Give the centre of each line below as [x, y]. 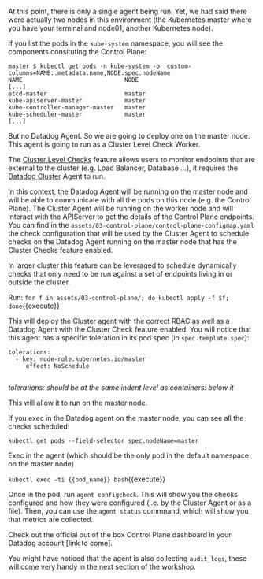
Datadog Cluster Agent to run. [57, 176]
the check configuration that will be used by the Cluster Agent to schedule [129, 233]
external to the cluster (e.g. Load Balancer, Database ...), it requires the [123, 168]
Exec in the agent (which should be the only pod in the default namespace [129, 455]
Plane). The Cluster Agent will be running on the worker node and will [121, 208]
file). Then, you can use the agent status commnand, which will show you [128, 511]
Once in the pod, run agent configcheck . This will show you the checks [123, 494]
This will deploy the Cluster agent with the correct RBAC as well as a [119, 321]
